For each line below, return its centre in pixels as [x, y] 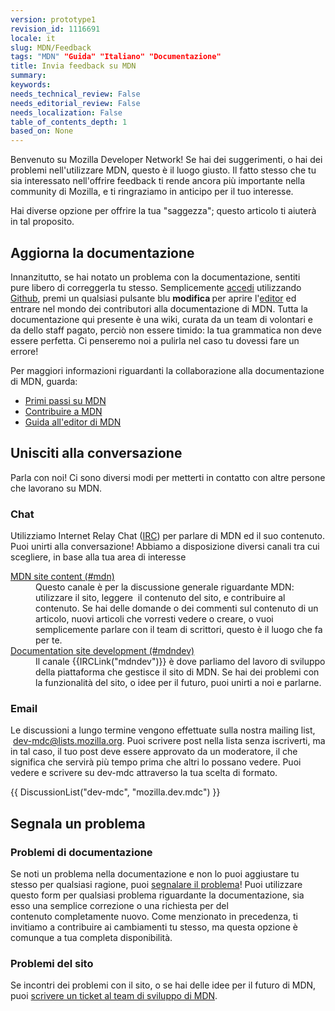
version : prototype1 [53, 19]
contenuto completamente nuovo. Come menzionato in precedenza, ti [154, 917]
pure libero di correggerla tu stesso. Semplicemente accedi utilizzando [156, 287]
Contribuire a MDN [63, 411]
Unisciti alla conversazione [96, 453]
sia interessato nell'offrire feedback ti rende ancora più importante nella [158, 181]
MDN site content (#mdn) [62, 577]
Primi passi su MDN [65, 400]
